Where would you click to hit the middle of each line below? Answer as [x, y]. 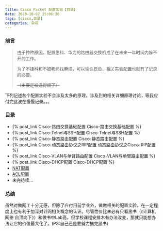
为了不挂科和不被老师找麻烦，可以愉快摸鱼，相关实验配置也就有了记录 [87, 69]
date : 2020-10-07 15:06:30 [32, 14]
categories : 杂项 [22, 23]
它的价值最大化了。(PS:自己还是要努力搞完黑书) [61, 224]
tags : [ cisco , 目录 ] [24, 18]
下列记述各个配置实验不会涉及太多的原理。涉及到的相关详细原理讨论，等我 [79, 95]
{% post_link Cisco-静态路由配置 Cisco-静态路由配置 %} [68, 139]
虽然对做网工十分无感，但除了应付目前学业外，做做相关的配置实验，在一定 [79, 205]
